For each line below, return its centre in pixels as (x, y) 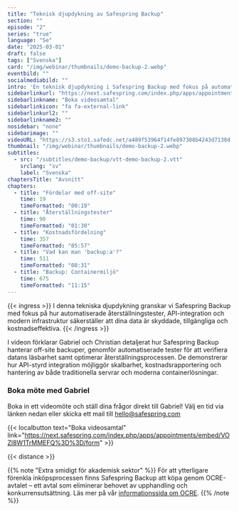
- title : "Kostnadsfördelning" (60, 232)
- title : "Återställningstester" (63, 213)
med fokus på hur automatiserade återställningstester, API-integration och (116, 313)
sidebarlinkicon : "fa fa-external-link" (68, 107)
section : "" (25, 21)
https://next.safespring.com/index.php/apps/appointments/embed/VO (127, 435)
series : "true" (30, 34)
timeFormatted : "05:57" (55, 246)
